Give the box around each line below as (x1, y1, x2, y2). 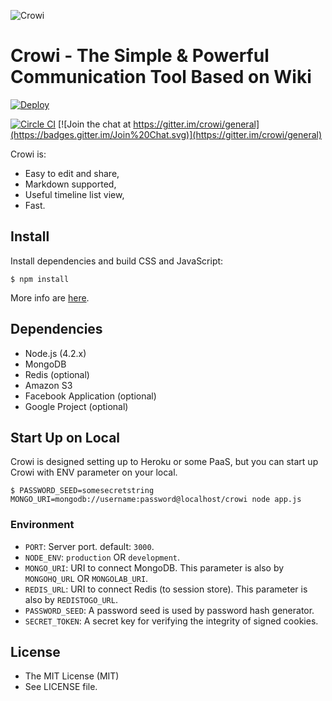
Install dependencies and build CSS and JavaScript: (10, 255, 224, 267)
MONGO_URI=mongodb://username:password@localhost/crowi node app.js (10, 495, 302, 505)
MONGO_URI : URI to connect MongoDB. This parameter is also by (24, 561, 285, 574)
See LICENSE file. (24, 681, 98, 693)
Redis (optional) (24, 368, 90, 380)
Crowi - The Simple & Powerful (10, 45, 270, 67)
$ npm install (10, 274, 70, 284)
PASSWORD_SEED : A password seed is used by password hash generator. (24, 604, 315, 616)
